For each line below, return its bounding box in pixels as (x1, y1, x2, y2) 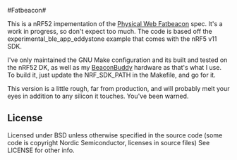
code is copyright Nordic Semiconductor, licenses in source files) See (7, 138, 210, 147)
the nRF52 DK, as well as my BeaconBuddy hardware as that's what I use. (7, 63, 222, 71)
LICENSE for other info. (7, 146, 75, 154)
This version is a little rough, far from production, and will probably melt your (7, 85, 230, 92)
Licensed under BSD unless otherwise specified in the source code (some (7, 130, 223, 140)
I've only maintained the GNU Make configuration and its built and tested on (7, 56, 228, 64)
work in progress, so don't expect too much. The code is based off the (7, 27, 213, 35)
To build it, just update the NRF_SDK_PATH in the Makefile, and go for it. (7, 70, 217, 79)
